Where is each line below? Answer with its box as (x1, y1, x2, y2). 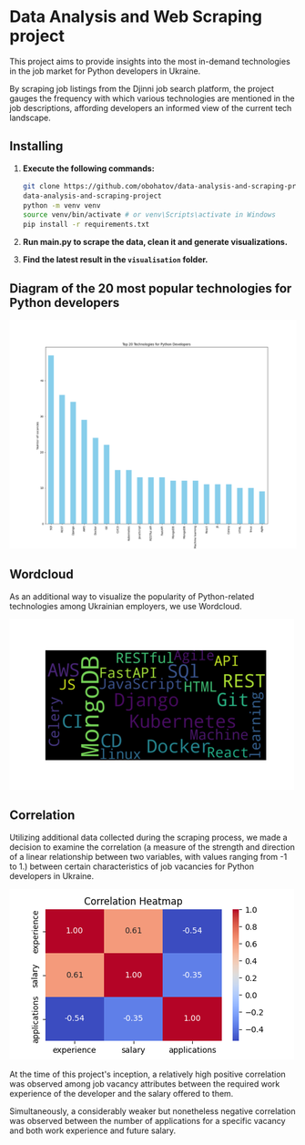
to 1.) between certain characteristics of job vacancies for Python (9, 861, 255, 872)
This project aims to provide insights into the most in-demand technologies (9, 56, 291, 66)
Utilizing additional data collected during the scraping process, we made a (9, 832, 289, 843)
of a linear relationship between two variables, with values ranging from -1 (9, 851, 288, 862)
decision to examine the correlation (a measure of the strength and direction (9, 841, 296, 853)
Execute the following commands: (22, 162, 155, 174)
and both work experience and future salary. (9, 1125, 177, 1136)
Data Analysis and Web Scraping (9, 6, 262, 27)
